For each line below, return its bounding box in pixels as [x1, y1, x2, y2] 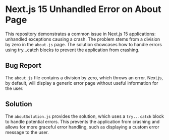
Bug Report [5, 61, 42, 70]
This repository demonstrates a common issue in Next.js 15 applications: [5, 31, 156, 37]
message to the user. [5, 129, 49, 135]
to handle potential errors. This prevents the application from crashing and [5, 118, 160, 124]
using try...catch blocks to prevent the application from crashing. [5, 47, 140, 53]
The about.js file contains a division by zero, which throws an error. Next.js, [5, 74, 163, 81]
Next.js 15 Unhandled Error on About [5, 4, 161, 15]
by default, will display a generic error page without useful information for [5, 80, 158, 86]
